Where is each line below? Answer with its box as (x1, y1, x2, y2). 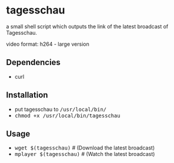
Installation (6, 90, 48, 100)
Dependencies (6, 57, 61, 67)
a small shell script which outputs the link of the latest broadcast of (6, 23, 169, 30)
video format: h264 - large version (6, 40, 89, 47)
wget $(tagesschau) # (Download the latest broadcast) (14, 144, 155, 151)
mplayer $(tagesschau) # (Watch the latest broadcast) (14, 151, 155, 158)
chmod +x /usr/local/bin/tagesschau (14, 112, 121, 119)
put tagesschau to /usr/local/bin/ (14, 106, 107, 113)
